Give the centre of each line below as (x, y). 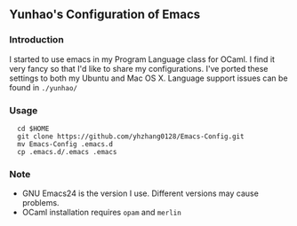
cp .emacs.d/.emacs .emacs (67, 152)
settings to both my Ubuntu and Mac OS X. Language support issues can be (148, 78)
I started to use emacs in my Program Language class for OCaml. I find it (142, 59)
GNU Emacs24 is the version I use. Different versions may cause (140, 193)
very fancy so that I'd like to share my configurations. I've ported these (139, 68)
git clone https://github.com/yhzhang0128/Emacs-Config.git (131, 136)
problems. (40, 203)
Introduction (36, 40)
